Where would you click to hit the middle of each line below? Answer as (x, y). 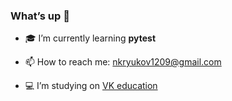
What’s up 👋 (40, 16)
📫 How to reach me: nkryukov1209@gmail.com (123, 62)
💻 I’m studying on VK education (91, 86)
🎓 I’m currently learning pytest (90, 38)
